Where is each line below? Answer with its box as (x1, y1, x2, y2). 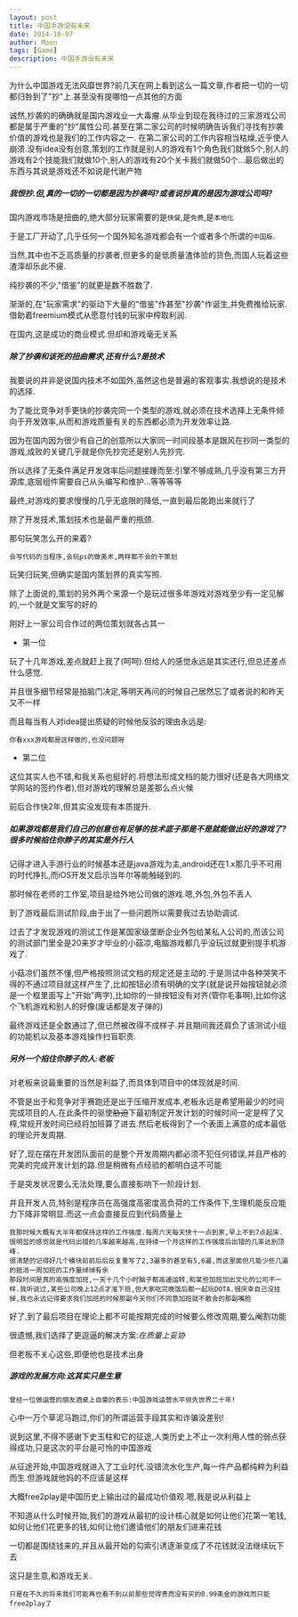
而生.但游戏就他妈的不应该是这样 (9, 1472, 129, 1483)
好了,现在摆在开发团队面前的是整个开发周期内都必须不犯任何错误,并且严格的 (9, 1148, 287, 1158)
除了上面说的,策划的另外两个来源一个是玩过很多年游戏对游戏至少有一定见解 (9, 588, 285, 598)
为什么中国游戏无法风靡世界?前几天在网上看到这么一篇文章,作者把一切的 (9, 80, 273, 90)
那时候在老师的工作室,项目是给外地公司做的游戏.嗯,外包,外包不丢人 (9, 888, 253, 899)
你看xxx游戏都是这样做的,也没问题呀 (9, 735, 125, 744)
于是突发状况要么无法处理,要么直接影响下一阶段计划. (9, 1178, 202, 1189)
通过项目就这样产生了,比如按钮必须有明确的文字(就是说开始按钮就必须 (32, 979, 287, 989)
